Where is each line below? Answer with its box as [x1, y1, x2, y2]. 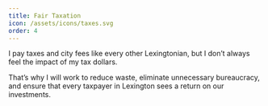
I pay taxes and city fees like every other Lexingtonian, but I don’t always [8, 49, 250, 59]
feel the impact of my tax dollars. [8, 57, 118, 67]
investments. [8, 90, 51, 100]
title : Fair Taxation [8, 11, 82, 20]
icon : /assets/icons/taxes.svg [8, 19, 114, 27]
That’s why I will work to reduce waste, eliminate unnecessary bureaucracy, [8, 73, 260, 83]
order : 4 [8, 26, 38, 35]
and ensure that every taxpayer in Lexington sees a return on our [8, 81, 224, 91]
